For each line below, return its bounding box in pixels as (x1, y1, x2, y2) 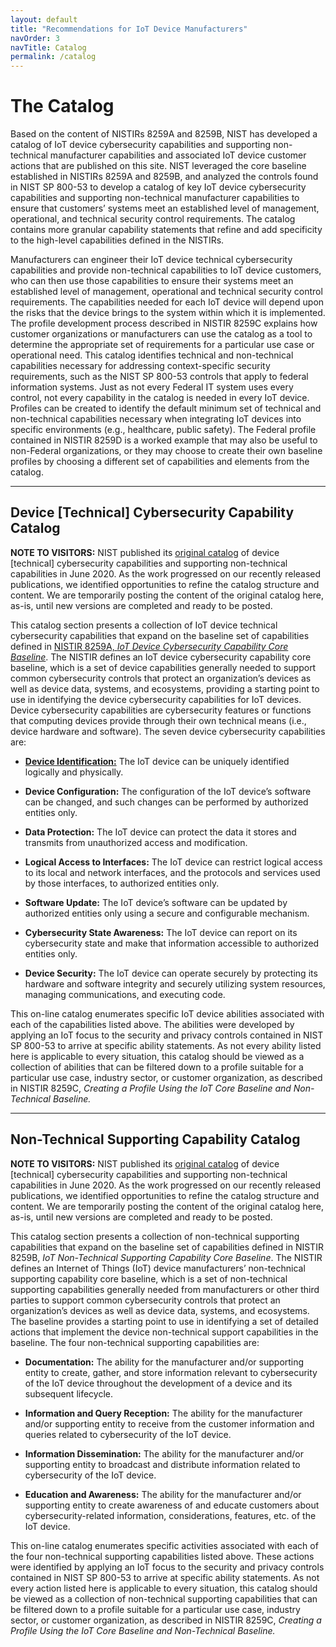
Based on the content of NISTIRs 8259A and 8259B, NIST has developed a (10, 128, 318, 140)
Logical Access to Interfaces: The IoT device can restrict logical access (24, 856, 323, 868)
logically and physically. (24, 766, 124, 778)
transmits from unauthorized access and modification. (24, 836, 248, 848)
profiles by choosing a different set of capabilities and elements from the (10, 456, 310, 468)
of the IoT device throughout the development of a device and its (24, 1377, 293, 1389)
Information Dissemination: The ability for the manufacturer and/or (24, 1447, 304, 1460)
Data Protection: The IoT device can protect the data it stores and (24, 826, 297, 838)
